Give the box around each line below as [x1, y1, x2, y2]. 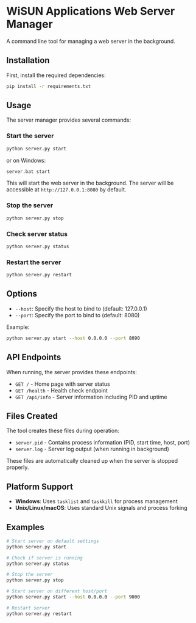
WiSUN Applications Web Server [6, 4, 175, 18]
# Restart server [6, 605, 51, 611]
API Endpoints [6, 352, 61, 363]
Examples [6, 522, 44, 533]
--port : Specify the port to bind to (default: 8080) [15, 311, 140, 319]
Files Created [6, 411, 58, 421]
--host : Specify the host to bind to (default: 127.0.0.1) [15, 304, 147, 312]
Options [6, 289, 38, 299]
